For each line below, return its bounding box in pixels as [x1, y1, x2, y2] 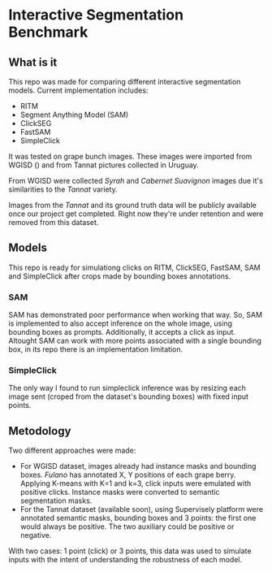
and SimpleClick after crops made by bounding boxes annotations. [8, 271, 231, 281]
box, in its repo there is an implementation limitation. [8, 344, 183, 354]
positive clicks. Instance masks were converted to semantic [19, 487, 220, 497]
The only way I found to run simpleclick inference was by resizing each [8, 383, 246, 393]
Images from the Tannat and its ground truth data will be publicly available [8, 201, 257, 210]
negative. [19, 531, 52, 540]
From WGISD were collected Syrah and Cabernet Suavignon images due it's [8, 176, 264, 185]
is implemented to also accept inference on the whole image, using [8, 318, 233, 328]
